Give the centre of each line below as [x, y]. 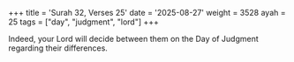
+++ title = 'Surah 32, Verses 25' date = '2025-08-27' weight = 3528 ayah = [147, 13]
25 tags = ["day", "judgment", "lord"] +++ [84, 22]
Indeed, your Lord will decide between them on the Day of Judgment [133, 39]
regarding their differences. [58, 48]
